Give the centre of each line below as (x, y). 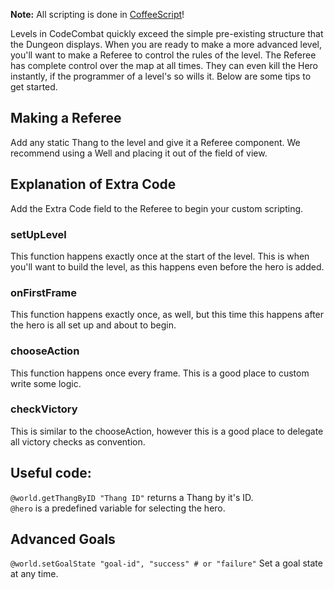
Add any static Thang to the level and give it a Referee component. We (155, 142)
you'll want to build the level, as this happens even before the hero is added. (167, 266)
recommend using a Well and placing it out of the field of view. (139, 153)
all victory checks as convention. (78, 441)
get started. (34, 87)
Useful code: (51, 473)
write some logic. (46, 383)
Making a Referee (66, 118)
